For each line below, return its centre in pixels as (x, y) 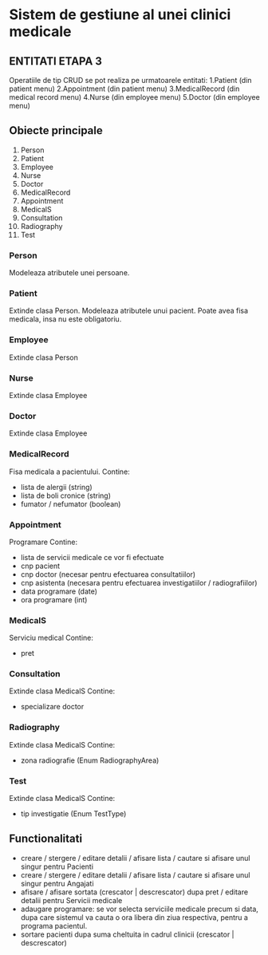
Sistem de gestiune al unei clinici (120, 15)
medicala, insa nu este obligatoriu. (65, 319)
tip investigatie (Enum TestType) (73, 814)
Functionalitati (46, 839)
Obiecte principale (56, 130)
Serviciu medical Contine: (51, 638)
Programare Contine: (43, 542)
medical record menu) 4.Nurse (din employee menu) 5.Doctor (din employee (134, 97)
